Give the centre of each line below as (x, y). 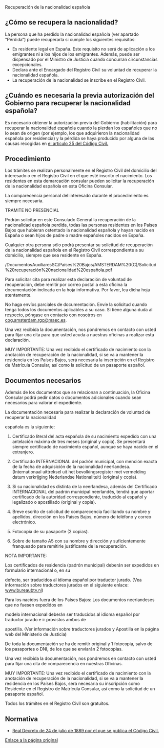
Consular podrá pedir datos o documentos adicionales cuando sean (73, 397)
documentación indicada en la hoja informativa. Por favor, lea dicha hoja (78, 290)
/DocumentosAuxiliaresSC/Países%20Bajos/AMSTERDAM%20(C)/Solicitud (81, 265)
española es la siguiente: (30, 427)
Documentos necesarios (43, 381)
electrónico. (24, 522)
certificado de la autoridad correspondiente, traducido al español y (80, 497)
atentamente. (18, 295)
